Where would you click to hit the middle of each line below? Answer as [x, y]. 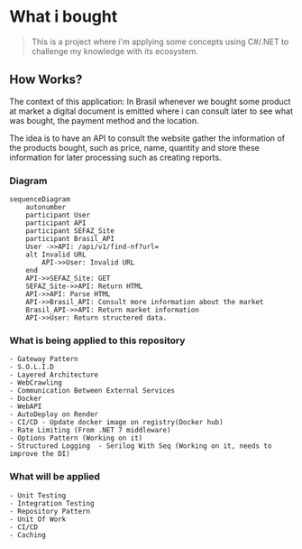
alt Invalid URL [56, 255]
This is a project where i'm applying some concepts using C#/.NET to [160, 42]
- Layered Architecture [54, 375]
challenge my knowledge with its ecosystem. [114, 51]
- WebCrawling [36, 383]
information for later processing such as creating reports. [116, 157]
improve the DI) [40, 454]
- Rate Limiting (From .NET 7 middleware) [90, 431]
